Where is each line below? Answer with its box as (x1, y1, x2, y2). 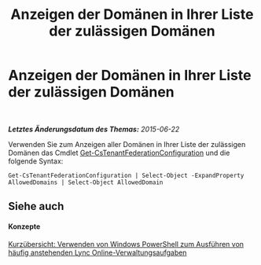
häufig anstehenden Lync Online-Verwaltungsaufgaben (8, 248, 187, 257)
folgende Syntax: (8, 156, 64, 166)
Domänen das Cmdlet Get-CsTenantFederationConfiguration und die (8, 148, 230, 157)
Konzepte (8, 222, 41, 231)
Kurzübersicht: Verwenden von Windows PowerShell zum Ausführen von (8, 239, 244, 248)
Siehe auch (8, 200, 64, 213)
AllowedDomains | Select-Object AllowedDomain (8, 179, 164, 186)
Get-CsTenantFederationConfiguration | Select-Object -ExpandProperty (8, 171, 244, 179)
